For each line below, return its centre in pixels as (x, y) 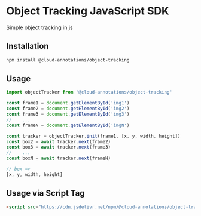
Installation (28, 46)
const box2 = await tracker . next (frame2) (59, 141)
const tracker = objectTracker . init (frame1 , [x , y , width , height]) (93, 136)
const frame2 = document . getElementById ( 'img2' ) (68, 109)
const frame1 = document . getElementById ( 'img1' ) (68, 103)
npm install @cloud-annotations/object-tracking (68, 60)
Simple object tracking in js (39, 27)
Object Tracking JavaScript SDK (88, 11)
